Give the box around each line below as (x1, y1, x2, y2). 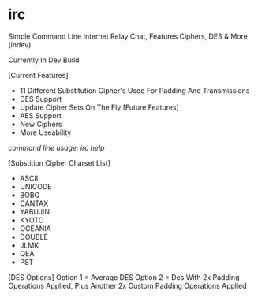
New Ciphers (19, 119, 62, 129)
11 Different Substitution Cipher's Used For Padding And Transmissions (19, 85, 250, 95)
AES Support (19, 110, 62, 120)
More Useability (19, 128, 72, 137)
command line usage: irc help (8, 143, 105, 152)
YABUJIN (19, 207, 50, 216)
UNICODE (19, 181, 52, 191)
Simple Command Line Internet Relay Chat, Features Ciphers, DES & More (8, 32, 249, 41)
